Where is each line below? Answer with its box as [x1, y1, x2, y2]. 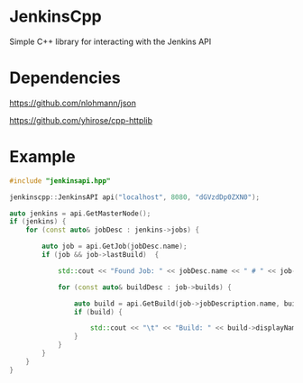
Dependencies [9, 68, 121, 88]
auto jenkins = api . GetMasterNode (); [9, 209, 151, 218]
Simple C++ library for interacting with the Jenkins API [9, 36, 212, 47]
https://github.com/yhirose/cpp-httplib [9, 114, 153, 125]
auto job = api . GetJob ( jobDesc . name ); [41, 242, 188, 251]
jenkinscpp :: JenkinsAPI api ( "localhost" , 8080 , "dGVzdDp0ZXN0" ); [9, 192, 260, 202]
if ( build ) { [73, 307, 124, 316]
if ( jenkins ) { [9, 217, 67, 226]
